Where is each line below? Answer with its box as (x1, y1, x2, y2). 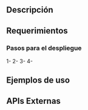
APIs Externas (6, 95, 61, 106)
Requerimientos (6, 26, 68, 36)
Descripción (6, 5, 53, 15)
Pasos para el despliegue (6, 44, 82, 52)
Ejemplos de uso (6, 75, 70, 86)
